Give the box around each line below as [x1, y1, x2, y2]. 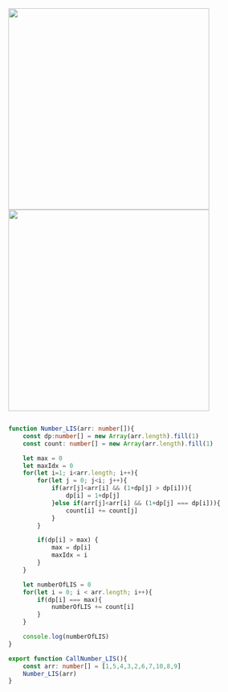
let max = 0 [22, 454, 63, 462]
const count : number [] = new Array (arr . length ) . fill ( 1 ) [22, 439, 214, 448]
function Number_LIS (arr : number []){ [8, 425, 135, 433]
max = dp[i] [51, 544, 92, 552]
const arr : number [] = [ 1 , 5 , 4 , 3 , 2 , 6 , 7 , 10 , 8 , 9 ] [22, 662, 181, 670]
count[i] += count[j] [65, 507, 138, 515]
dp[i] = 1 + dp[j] [65, 491, 120, 499]
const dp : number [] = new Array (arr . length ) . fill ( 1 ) [22, 432, 199, 440]
